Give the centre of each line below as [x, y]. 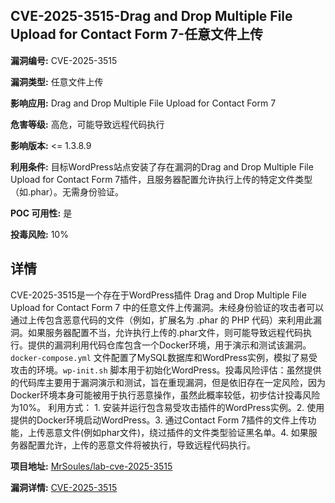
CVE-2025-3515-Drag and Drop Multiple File [151, 16]
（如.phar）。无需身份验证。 [67, 191]
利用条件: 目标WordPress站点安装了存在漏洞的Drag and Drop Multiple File [162, 166]
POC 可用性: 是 [41, 213]
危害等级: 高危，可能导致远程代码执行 [87, 124]
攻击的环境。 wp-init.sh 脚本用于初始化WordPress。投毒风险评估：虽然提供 [166, 370]
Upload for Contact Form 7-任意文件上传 [137, 34]
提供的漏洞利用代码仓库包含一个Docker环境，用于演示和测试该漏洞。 [169, 345]
